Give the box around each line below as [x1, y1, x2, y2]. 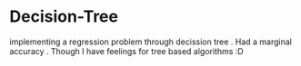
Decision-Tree [9, 6, 118, 27]
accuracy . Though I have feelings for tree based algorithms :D [9, 45, 244, 56]
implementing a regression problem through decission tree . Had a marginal [9, 36, 293, 47]
